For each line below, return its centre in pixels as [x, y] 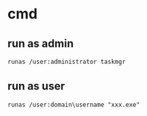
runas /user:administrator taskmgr [67, 62]
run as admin [40, 44]
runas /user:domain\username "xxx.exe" [74, 105]
